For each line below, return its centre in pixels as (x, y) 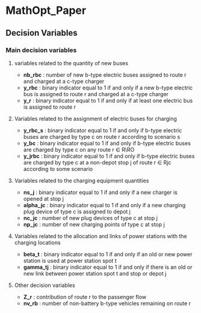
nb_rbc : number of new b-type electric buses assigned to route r (105, 75)
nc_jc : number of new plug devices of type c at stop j (90, 218)
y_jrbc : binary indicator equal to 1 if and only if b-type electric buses (109, 156)
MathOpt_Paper (46, 11)
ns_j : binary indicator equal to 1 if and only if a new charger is (100, 192)
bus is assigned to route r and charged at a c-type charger (96, 94)
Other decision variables (45, 285)
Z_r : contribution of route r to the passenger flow (85, 297)
